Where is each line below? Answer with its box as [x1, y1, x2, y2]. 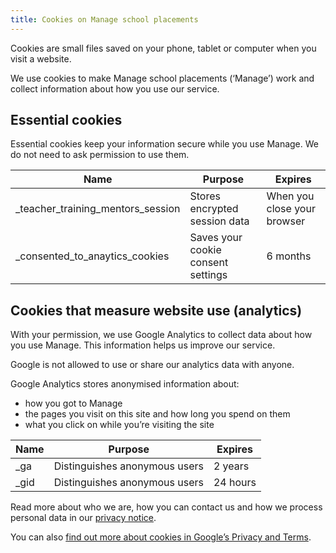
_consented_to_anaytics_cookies [15, 249, 170, 263]
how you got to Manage [24, 397, 123, 410]
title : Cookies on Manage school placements [10, 14, 199, 25]
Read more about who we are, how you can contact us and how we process [10, 501, 323, 513]
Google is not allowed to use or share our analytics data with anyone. [10, 359, 295, 371]
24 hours [213, 476, 257, 490]
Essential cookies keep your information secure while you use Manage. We [10, 138, 319, 150]
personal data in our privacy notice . [10, 512, 157, 524]
